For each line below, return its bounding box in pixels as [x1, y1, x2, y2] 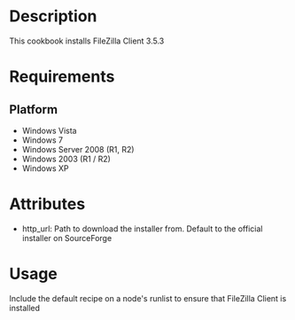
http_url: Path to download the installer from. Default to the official [21, 223, 263, 234]
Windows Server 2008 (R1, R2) [21, 144, 135, 154]
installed [9, 302, 41, 313]
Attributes [9, 194, 86, 215]
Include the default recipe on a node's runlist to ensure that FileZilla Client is [9, 293, 287, 303]
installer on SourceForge [21, 232, 113, 243]
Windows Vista [21, 125, 77, 136]
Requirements [9, 66, 115, 87]
